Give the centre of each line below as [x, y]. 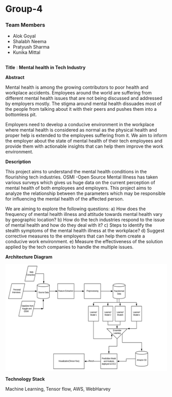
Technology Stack [25, 379]
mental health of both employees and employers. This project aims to [79, 188]
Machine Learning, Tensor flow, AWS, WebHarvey [58, 389]
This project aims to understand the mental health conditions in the [76, 171]
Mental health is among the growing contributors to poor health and [77, 87]
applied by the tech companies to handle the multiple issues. [70, 247]
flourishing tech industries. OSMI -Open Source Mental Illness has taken [82, 177]
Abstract [15, 77]
